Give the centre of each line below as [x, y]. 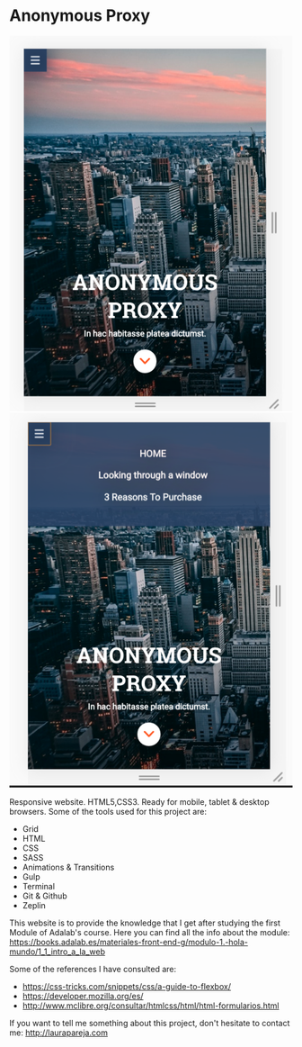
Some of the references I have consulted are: [93, 970]
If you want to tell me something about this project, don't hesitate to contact [150, 1024]
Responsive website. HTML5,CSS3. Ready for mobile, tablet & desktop [139, 802]
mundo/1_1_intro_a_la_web [58, 952]
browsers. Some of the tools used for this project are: [108, 812]
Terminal [39, 887]
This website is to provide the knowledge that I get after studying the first [145, 923]
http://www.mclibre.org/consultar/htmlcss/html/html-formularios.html [151, 1006]
